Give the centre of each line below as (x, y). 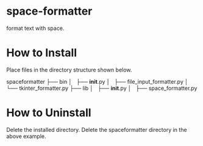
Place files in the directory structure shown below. (69, 70)
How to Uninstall (49, 113)
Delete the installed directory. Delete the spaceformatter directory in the (97, 130)
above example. (27, 136)
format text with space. (35, 28)
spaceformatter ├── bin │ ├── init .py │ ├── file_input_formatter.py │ (97, 81)
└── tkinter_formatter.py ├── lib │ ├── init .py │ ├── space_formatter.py (102, 88)
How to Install (42, 53)
